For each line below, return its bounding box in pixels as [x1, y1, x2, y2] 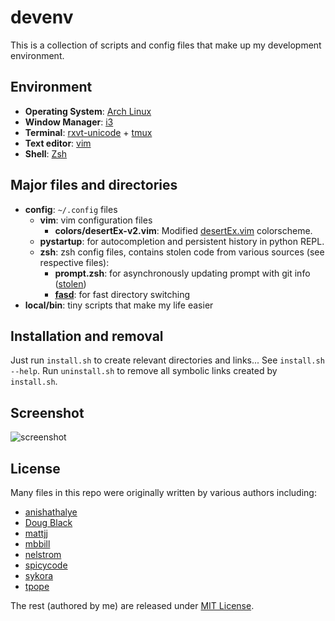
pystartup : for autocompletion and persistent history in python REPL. [39, 235, 325, 247]
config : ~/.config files [24, 203, 118, 215]
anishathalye [24, 506, 78, 518]
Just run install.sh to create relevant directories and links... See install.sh [10, 354, 325, 366]
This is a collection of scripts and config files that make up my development [10, 39, 322, 51]
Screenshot [10, 404, 85, 421]
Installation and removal [10, 327, 164, 345]
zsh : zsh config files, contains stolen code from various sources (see [39, 246, 325, 258]
